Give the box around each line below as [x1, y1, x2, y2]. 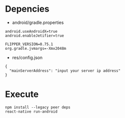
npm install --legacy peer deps [5, 105, 71, 110]
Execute [5, 89, 39, 100]
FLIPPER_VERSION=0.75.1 [5, 41, 54, 47]
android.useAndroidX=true [5, 29, 57, 34]
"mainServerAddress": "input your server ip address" [9, 68, 121, 73]
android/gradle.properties [12, 20, 64, 25]
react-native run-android [5, 109, 57, 114]
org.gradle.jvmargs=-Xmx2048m [5, 46, 67, 51]
